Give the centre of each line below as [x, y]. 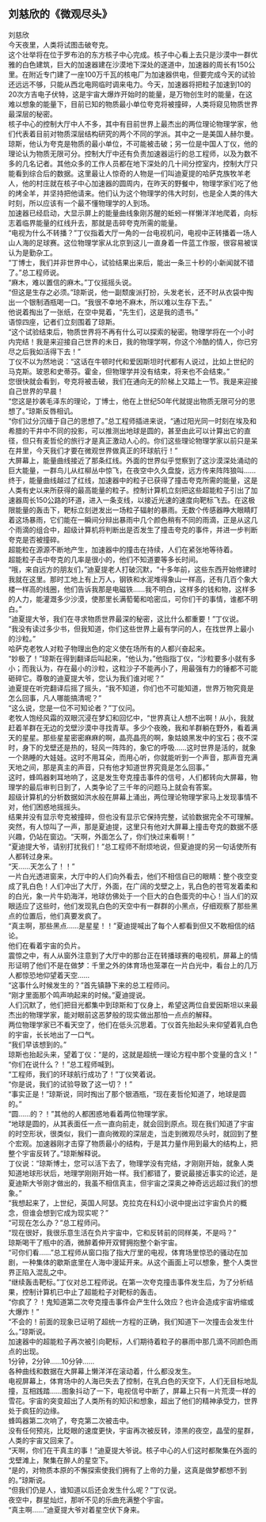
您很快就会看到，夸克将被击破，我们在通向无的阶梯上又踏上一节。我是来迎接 [133, 381]
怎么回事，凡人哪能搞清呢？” [55, 698]
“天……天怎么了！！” [42, 866]
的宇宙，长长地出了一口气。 [53, 1034]
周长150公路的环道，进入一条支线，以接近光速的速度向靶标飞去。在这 [135, 500]
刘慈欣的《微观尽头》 [60, 14]
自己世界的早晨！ [36, 391]
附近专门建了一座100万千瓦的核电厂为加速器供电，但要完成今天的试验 [142, 74]
